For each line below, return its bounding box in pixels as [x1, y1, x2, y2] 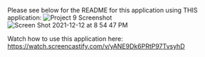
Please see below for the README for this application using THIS [7, 6, 198, 14]
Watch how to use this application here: [7, 34, 123, 43]
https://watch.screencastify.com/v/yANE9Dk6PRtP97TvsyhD [7, 42, 185, 50]
